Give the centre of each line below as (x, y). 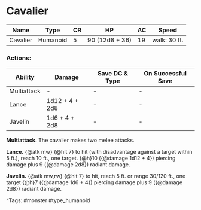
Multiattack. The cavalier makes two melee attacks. (70, 140)
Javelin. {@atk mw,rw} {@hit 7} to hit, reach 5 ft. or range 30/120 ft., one (96, 176)
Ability (25, 77)
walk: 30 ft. (168, 40)
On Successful (165, 74)
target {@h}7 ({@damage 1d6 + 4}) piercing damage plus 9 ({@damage (95, 182)
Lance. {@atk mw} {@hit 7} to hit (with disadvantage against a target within (99, 152)
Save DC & (113, 74)
